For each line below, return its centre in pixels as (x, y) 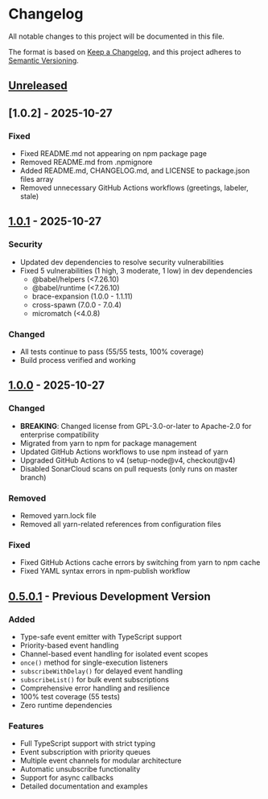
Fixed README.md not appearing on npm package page (113, 154)
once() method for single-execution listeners (94, 662)
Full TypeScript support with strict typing (87, 743)
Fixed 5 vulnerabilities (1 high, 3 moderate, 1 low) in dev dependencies (136, 270)
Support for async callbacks (67, 778)
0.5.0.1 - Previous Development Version (109, 596)
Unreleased (38, 86)
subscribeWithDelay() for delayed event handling (101, 671)
